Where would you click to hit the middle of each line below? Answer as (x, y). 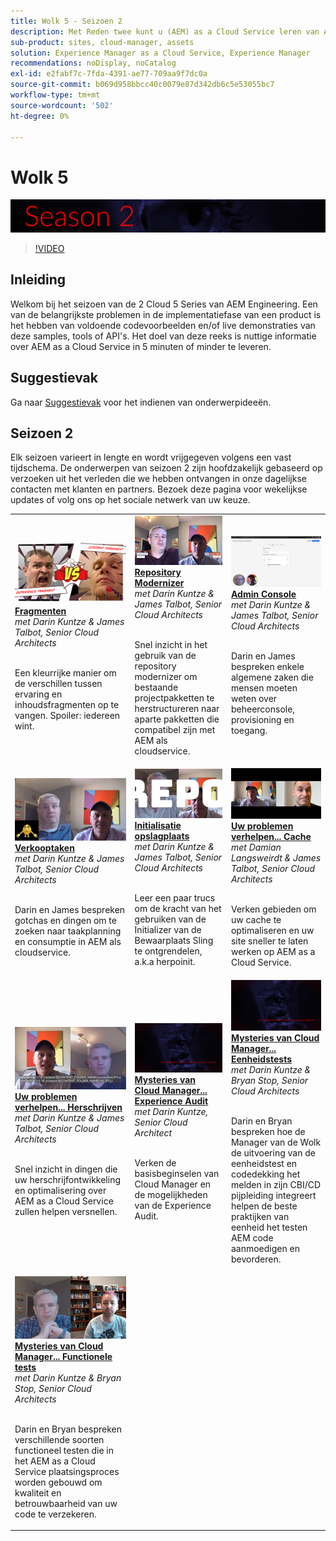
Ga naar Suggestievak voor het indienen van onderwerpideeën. (141, 402)
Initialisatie (158, 826)
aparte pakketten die (177, 719)
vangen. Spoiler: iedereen (67, 715)
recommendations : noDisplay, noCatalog (93, 63)
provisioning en (262, 720)
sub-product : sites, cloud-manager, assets (102, 42)
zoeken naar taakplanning (68, 931)
